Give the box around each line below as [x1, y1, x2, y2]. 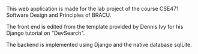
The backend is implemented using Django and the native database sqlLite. [6, 41, 192, 48]
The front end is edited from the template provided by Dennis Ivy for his [6, 23, 184, 30]
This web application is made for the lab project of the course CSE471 [6, 5, 179, 12]
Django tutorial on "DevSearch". [6, 29, 85, 37]
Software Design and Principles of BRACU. [6, 11, 112, 19]
